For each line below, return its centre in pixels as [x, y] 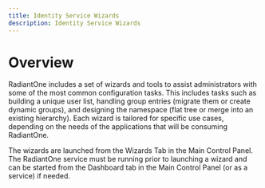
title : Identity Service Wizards [64, 16]
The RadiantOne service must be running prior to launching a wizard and [128, 159]
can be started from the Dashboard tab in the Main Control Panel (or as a [128, 167]
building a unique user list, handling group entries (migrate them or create [130, 101]
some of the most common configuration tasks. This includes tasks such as [132, 93]
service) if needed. [39, 176]
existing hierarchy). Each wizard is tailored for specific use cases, [116, 118]
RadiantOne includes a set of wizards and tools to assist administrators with [133, 84]
